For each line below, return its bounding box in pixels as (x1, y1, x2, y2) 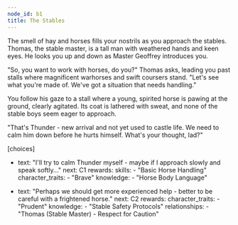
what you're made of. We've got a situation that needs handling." (7, 80, 197, 89)
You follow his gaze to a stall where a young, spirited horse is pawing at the (7, 94, 228, 103)
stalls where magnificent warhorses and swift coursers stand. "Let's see (7, 72, 219, 82)
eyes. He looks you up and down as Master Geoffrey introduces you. (7, 51, 208, 60)
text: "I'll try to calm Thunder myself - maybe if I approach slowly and (17, 158, 221, 167)
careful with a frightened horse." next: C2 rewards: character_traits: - (17, 194, 220, 203)
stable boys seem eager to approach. (7, 109, 117, 118)
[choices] (7, 144, 36, 153)
